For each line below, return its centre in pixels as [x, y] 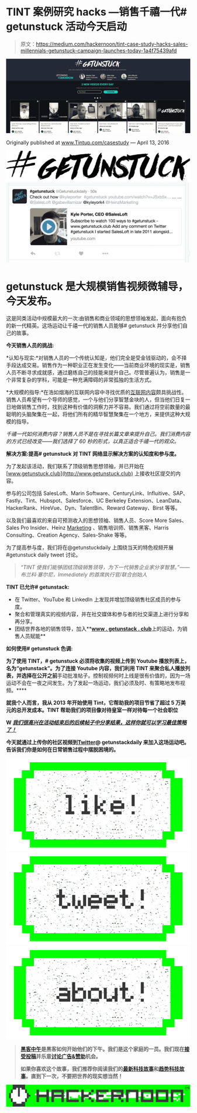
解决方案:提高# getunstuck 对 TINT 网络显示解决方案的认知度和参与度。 [93, 454]
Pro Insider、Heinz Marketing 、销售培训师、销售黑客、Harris [94, 528]
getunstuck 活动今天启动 [67, 27]
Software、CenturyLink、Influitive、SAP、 [137, 493]
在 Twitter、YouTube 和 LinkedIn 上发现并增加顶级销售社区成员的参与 [98, 600]
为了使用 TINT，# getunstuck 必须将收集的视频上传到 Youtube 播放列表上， [98, 661]
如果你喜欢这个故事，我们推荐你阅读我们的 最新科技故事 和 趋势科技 [100, 1068]
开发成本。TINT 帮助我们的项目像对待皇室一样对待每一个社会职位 [100, 710]
